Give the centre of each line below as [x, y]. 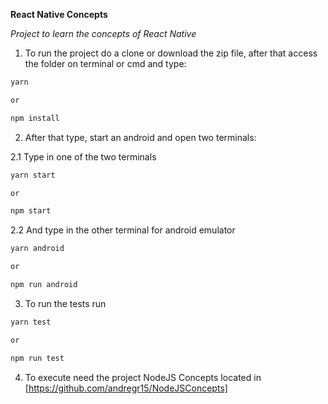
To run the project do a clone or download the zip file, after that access [171, 53]
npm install [35, 118]
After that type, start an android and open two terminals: [140, 137]
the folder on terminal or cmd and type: [105, 63]
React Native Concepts [59, 14]
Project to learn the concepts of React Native [103, 33]
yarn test [31, 322]
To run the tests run [65, 303]
